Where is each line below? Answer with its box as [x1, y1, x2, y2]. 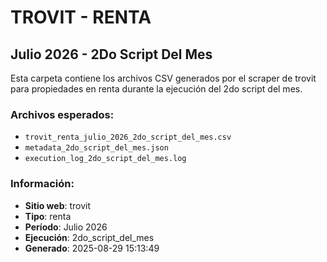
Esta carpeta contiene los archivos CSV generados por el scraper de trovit [10, 72, 317, 84]
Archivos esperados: [10, 107, 115, 121]
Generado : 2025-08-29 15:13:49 [24, 242, 160, 254]
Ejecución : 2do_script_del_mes [24, 231, 155, 243]
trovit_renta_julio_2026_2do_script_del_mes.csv [24, 132, 232, 143]
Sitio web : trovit [24, 199, 92, 211]
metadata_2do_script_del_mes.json [24, 143, 169, 153]
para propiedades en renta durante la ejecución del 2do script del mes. [10, 83, 303, 95]
